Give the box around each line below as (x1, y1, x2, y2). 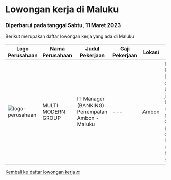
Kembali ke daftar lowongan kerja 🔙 (5, 169, 80, 175)
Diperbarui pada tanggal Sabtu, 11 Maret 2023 (5, 22, 121, 29)
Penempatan (77, 108, 108, 115)
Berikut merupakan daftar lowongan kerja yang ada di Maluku (5, 33, 134, 39)
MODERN (42, 108, 65, 115)
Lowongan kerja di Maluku (5, 4, 119, 15)
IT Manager (77, 95, 105, 102)
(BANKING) (77, 102, 105, 109)
